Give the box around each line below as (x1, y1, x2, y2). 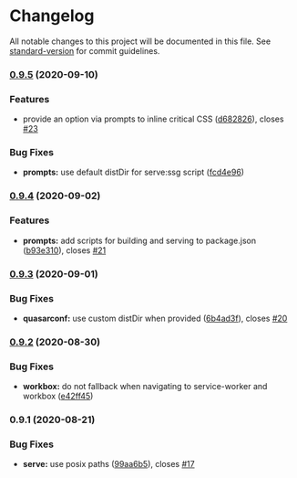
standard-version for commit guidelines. (9, 45, 160, 56)
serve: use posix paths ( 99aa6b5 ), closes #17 (22, 459, 195, 470)
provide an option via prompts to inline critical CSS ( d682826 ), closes (22, 113, 284, 124)
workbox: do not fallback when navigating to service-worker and (22, 381, 268, 392)
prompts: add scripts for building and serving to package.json (22, 235, 257, 246)
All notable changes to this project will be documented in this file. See (9, 36, 271, 47)
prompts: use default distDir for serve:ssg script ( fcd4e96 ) (22, 166, 244, 178)
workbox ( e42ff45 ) (22, 390, 94, 402)
